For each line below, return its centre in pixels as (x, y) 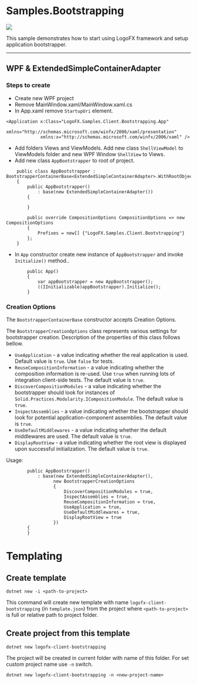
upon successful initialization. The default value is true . (81, 448)
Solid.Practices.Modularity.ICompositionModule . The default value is (99, 398)
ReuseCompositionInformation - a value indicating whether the (89, 367)
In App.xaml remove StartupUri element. (64, 111)
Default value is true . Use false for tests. (64, 361)
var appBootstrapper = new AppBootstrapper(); (95, 282)
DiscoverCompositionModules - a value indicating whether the (88, 386)
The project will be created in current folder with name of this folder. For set (98, 657)
